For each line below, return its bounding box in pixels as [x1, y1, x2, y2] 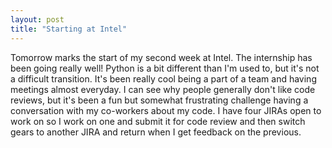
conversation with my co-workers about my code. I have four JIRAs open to [10, 104, 322, 116]
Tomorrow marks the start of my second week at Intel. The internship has [10, 51, 313, 63]
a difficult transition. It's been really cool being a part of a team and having [10, 72, 317, 85]
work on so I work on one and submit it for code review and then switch [10, 115, 306, 127]
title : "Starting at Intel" [10, 24, 128, 34]
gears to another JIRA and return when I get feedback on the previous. [10, 126, 302, 138]
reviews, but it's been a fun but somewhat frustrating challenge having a [10, 94, 309, 106]
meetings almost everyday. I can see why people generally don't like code [10, 83, 316, 95]
